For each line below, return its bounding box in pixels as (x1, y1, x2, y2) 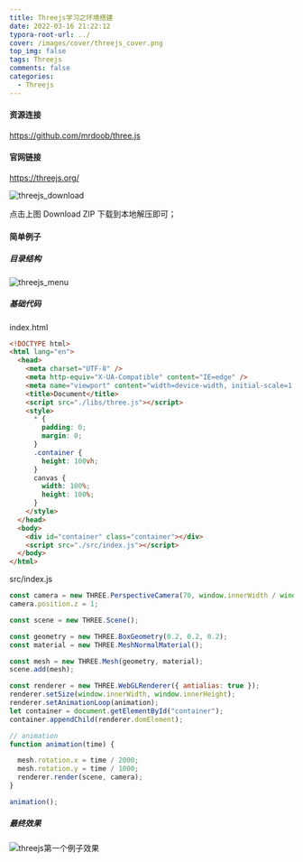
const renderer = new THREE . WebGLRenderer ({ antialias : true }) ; (9, 681, 260, 691)
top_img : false (9, 47, 67, 56)
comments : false (9, 64, 70, 73)
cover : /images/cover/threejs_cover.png (9, 38, 164, 48)
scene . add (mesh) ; (9, 665, 75, 674)
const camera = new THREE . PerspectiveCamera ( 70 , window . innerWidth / (9, 591, 277, 600)
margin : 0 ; (41, 431, 83, 440)
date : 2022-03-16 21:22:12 (9, 22, 111, 31)
